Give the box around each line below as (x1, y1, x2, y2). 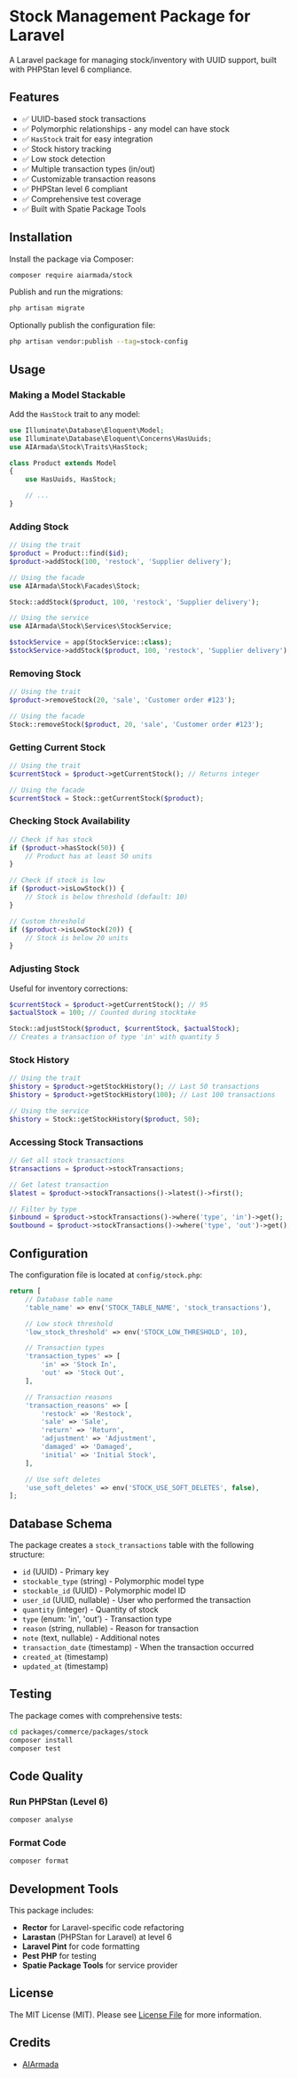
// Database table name (25, 1294, 114, 1304)
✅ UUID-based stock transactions (21, 113, 146, 124)
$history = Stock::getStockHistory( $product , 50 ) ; (9, 1115, 200, 1124)
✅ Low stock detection (21, 153, 106, 164)
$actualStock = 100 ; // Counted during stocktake (9, 1008, 197, 1018)
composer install (9, 1736, 74, 1744)
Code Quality (9, 1768, 83, 1784)
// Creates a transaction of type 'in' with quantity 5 (9, 1033, 220, 1042)
